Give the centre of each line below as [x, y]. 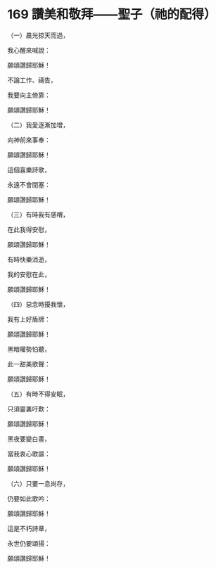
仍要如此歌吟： [29, 498]
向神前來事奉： [29, 140]
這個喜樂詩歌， [29, 170]
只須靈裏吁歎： [29, 409]
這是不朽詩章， [29, 528]
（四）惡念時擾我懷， [38, 304]
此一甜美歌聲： [29, 364]
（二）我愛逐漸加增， [38, 124]
